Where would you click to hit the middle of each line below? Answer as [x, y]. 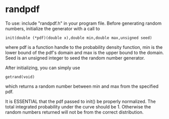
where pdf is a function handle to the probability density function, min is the [84, 47]
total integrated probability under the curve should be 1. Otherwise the [78, 106]
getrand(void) [20, 77]
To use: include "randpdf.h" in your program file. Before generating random [83, 23]
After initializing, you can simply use [43, 68]
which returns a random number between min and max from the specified [82, 86]
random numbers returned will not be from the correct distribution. [74, 112]
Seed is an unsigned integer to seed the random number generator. [75, 58]
